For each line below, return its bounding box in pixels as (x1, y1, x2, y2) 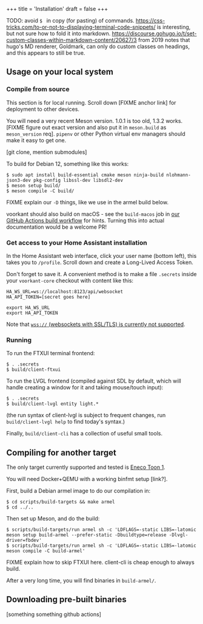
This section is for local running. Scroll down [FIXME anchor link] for (6, 99, 177, 106)
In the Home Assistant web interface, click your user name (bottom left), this (6, 252, 197, 259)
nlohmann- (166, 172, 191, 178)
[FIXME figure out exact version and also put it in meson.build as (6, 123, 167, 131)
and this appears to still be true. (6, 49, 85, 57)
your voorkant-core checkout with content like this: (6, 277, 134, 284)
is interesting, (156, 24, 191, 30)
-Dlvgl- (168, 532, 188, 538)
